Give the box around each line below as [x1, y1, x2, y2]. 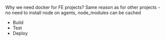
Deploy [12, 30, 28, 36]
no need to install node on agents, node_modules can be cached [5, 10, 141, 16]
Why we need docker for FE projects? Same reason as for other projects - [5, 5, 160, 10]
